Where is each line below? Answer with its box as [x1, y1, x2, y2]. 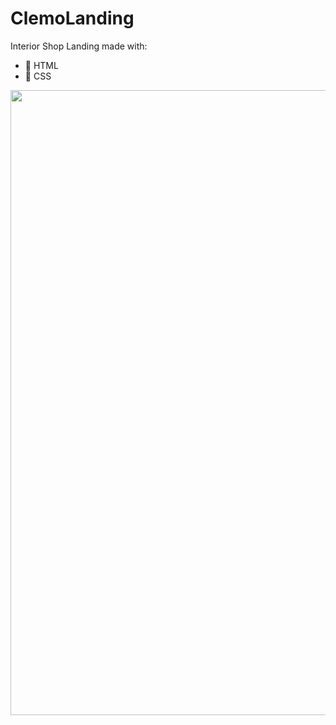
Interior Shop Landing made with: [10, 40, 148, 52]
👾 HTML [24, 59, 59, 71]
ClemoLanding [10, 7, 135, 30]
